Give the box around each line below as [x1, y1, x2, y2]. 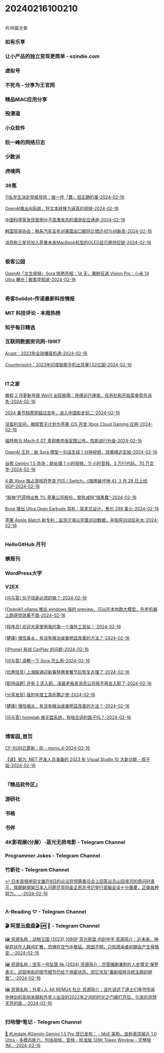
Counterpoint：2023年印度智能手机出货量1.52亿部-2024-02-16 [5, 361, 132, 368]
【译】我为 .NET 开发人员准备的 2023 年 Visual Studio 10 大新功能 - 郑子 [5, 756, 150, 762]
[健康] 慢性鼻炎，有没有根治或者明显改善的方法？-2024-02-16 [5, 635, 130, 641]
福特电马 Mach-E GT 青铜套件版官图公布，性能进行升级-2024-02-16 [5, 438, 142, 444]
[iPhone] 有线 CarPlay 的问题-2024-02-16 [5, 647, 89, 652]
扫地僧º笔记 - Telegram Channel [5, 1019, 82, 1026]
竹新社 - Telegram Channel [5, 866, 69, 873]
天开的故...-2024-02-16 [5, 1000, 52, 1006]
